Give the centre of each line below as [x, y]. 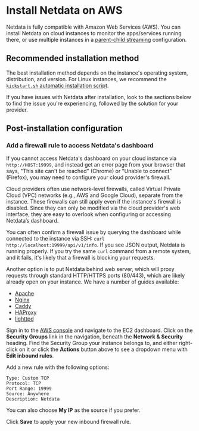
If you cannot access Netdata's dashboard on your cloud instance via [91, 158]
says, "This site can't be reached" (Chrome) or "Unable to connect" [89, 171]
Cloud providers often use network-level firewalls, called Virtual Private [93, 189]
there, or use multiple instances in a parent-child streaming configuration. [97, 39]
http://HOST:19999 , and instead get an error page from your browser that [96, 165]
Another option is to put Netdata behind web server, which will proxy [90, 269]
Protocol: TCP [24, 384]
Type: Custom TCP [28, 378]
